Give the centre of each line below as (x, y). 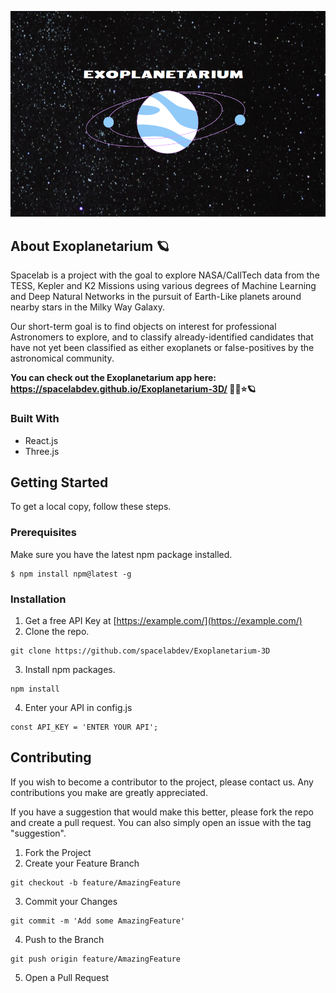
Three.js (42, 451)
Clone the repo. (57, 631)
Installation (38, 599)
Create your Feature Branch (82, 863)
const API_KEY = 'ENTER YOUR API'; (84, 727)
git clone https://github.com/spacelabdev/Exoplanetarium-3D (140, 651)
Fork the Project (58, 852)
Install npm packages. (70, 669)
